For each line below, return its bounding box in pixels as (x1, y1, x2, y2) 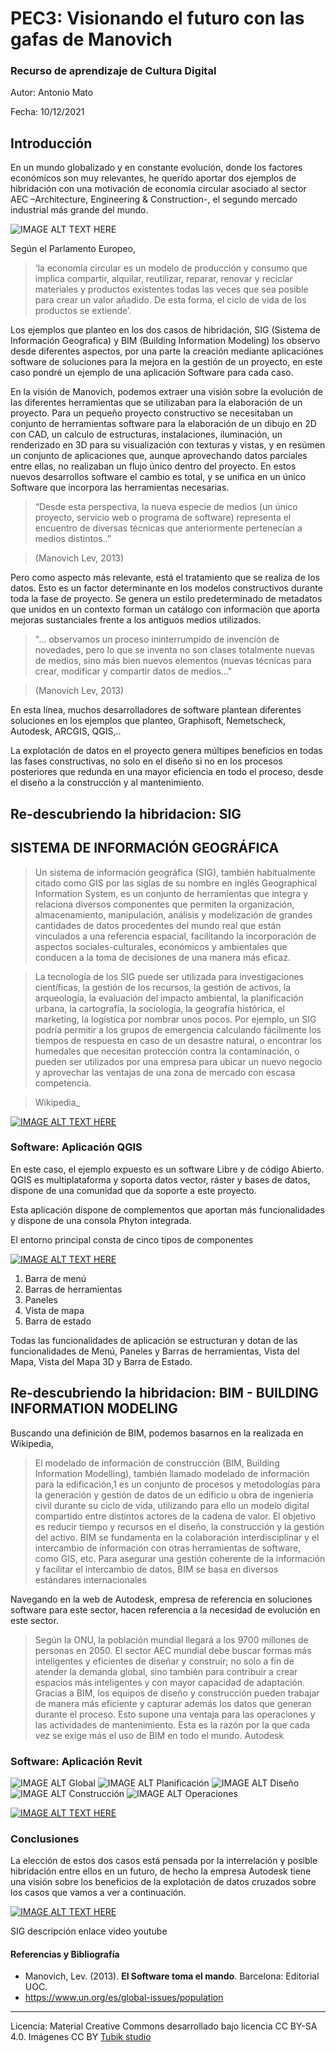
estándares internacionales (34, 1573, 147, 1586)
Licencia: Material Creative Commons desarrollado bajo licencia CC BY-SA (10, 2020, 318, 2032)
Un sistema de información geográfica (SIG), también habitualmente (34, 866, 316, 878)
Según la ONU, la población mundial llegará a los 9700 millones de (34, 1633, 309, 1646)
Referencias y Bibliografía (10, 1948, 120, 1960)
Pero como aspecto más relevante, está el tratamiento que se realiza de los (10, 572, 320, 584)
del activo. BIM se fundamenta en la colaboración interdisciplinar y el (34, 1531, 320, 1543)
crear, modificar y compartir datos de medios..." (34, 665, 233, 677)
